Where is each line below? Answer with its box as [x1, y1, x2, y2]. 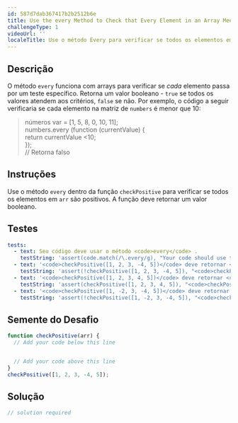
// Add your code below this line [13, 339, 115, 347]
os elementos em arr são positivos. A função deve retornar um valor [7, 195, 208, 203]
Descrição [7, 63, 54, 75]
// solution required [7, 410, 72, 417]
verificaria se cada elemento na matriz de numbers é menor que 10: [7, 104, 201, 112]
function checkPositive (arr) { [7, 332, 100, 340]
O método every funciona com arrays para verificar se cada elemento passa [7, 81, 230, 90]
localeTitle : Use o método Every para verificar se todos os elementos [7, 37, 223, 44]
